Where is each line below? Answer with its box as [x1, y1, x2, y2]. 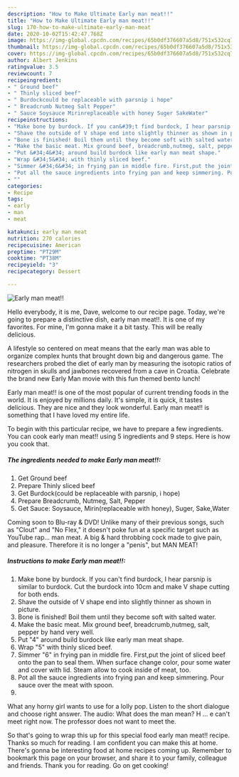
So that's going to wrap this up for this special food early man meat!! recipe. [7, 731, 230, 739]
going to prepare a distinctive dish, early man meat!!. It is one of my [7, 314, 205, 324]
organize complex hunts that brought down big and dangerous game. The [7, 351, 224, 360]
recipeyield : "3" [7, 261, 59, 269]
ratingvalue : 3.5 [7, 63, 59, 70]
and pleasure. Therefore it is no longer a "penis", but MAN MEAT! [7, 540, 198, 549]
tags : [7, 196, 23, 203]
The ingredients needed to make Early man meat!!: [7, 456, 161, 465]
